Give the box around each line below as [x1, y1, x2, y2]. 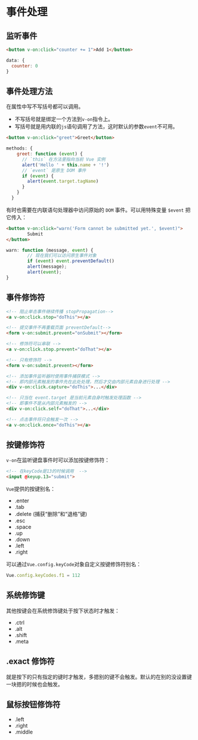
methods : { [6, 145, 33, 151]
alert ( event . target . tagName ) [27, 178, 99, 184]
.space [14, 524, 31, 531]
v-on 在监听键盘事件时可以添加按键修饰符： [6, 456, 110, 464]
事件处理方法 [6, 86, 53, 96]
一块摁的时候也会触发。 [6, 680, 63, 687]
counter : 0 [11, 63, 38, 69]
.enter [14, 497, 29, 504]
